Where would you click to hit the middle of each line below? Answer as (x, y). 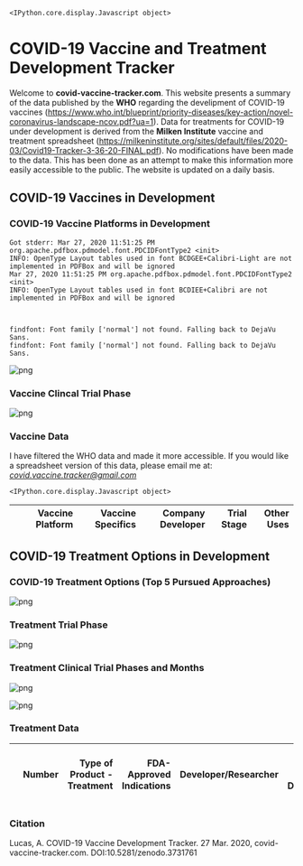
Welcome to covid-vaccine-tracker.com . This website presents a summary (150, 93)
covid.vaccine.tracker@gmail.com (73, 475)
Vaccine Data (39, 436)
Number (41, 774)
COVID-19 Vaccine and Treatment (138, 49)
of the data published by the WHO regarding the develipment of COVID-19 (147, 102)
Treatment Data (44, 729)
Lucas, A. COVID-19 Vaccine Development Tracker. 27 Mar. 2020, (131, 843)
